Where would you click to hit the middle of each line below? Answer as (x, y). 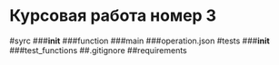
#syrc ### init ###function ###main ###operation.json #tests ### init (139, 41)
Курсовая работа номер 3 (113, 16)
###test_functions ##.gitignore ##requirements (99, 50)
